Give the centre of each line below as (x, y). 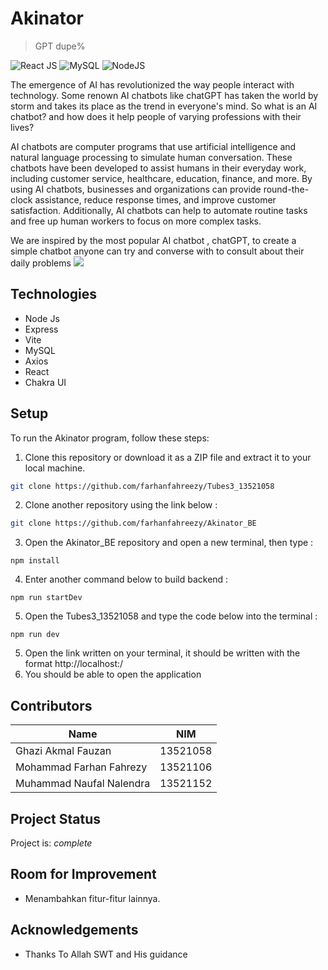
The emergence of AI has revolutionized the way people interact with (152, 84)
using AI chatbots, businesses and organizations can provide (136, 189)
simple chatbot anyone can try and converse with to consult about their (157, 251)
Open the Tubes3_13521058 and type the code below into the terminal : (171, 616)
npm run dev (35, 635)
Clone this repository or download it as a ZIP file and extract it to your (168, 457)
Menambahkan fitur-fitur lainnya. (92, 898)
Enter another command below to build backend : (126, 579)
